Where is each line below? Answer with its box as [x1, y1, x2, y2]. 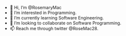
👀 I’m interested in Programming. [9, 10, 77, 16]
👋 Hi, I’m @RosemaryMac [9, 5, 62, 10]
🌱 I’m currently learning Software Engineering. [9, 15, 104, 20]
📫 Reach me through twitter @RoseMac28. [9, 26, 99, 31]
